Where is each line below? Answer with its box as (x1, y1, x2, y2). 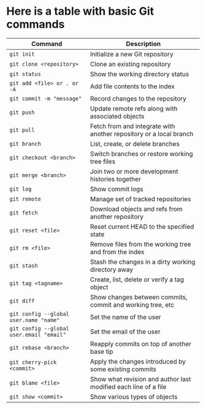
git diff (9, 297, 35, 304)
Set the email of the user (90, 327, 161, 335)
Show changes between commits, (90, 292, 188, 301)
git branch (9, 140, 41, 147)
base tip (90, 347, 113, 356)
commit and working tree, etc (90, 300, 175, 309)
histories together (90, 175, 141, 183)
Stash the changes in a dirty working (90, 258, 196, 266)
